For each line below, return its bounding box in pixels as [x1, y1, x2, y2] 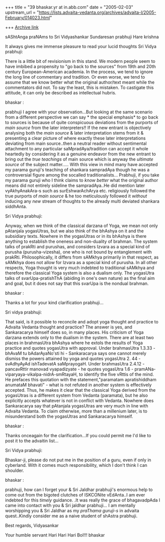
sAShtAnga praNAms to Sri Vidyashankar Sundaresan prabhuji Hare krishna [5, 34, 159, 40]
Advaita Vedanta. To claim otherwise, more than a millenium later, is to [5, 408, 148, 414]
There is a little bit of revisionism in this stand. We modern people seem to [5, 58, 156, 64]
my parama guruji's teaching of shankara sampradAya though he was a [5, 167, 150, 173]
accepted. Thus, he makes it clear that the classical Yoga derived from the [5, 387, 156, 393]
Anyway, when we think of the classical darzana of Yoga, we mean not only [5, 223, 158, 228]
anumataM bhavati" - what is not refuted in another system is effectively [5, 382, 152, 388]
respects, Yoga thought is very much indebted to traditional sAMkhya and [5, 265, 154, 271]
